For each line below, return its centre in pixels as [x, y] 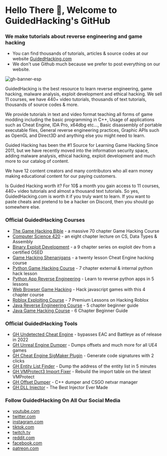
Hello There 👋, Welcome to [61, 10]
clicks [18, 361]
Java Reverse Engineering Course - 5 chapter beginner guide [75, 305]
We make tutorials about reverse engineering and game [74, 36]
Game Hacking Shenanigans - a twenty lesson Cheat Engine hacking [83, 257]
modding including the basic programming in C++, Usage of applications [80, 120]
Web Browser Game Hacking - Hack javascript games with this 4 [79, 289]
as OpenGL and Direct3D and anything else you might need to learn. [75, 136]
